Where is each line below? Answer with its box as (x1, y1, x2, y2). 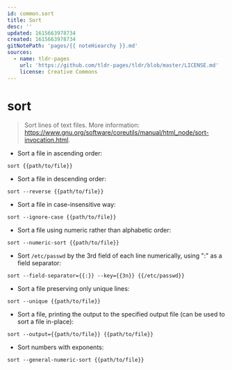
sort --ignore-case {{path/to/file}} (7, 214, 117, 221)
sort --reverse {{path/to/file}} (7, 188, 104, 195)
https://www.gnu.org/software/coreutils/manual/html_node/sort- (24, 128, 210, 137)
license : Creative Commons (19, 68, 98, 75)
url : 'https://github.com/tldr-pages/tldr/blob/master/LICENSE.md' (19, 62, 219, 69)
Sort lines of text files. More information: (24, 121, 140, 129)
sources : (7, 49, 33, 56)
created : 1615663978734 (7, 36, 76, 43)
